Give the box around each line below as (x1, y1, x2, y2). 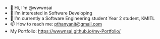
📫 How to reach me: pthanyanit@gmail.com (10, 21, 102, 27)
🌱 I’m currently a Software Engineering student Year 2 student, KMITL (10, 15, 155, 21)
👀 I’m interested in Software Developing (10, 10, 92, 16)
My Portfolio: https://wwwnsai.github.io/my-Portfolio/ (10, 28, 121, 34)
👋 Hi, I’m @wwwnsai (10, 5, 52, 10)
